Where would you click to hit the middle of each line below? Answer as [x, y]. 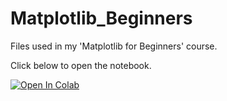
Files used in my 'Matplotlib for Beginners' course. [114, 46]
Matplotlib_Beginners [101, 18]
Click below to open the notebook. [81, 65]
